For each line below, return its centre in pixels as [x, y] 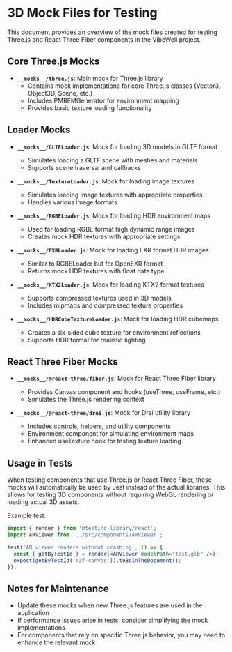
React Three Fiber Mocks [63, 362]
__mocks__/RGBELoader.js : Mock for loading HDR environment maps [114, 215]
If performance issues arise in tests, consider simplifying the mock [113, 620]
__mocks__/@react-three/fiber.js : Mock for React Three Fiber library [117, 379]
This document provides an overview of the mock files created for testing [112, 32]
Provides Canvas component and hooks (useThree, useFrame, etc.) [124, 392]
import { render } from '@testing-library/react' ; [82, 529]
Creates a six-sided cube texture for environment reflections [114, 332]
